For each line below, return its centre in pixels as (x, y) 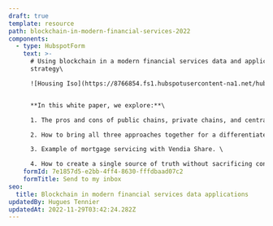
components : (28, 39)
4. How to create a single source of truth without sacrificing (141, 164)
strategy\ (46, 69)
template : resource (41, 24)
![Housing (46, 83)
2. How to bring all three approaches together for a (123, 135)
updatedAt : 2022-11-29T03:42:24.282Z (72, 209)
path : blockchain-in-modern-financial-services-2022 (100, 31)
